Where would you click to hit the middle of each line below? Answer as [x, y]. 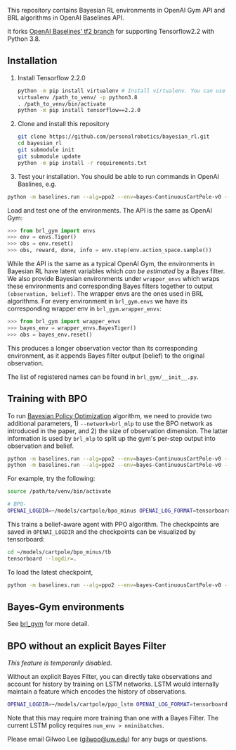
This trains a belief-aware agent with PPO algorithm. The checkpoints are [113, 524]
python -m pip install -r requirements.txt [82, 163]
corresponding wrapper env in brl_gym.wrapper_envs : [84, 308]
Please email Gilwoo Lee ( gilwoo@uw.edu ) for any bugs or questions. [107, 739]
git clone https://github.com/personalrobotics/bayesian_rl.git [113, 137]
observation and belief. [40, 446]
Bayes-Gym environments [66, 607]
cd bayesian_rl [40, 144]
